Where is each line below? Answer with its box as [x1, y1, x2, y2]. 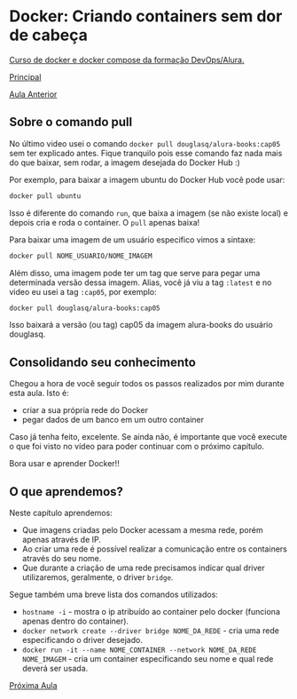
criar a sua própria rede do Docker [21, 405, 149, 416]
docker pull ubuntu [9, 191, 82, 201]
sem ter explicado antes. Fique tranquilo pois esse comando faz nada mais [9, 147, 283, 158]
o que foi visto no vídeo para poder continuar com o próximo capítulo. [9, 441, 264, 452]
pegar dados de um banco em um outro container [21, 415, 204, 425]
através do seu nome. [21, 553, 102, 563]
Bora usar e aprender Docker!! [9, 458, 120, 469]
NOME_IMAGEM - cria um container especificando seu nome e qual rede [21, 654, 274, 663]
